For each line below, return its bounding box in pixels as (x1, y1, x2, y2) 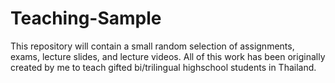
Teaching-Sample (10, 7, 162, 30)
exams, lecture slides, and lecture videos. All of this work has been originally (10, 50, 326, 62)
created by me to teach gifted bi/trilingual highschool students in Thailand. (10, 61, 317, 73)
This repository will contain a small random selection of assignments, (10, 40, 295, 52)
